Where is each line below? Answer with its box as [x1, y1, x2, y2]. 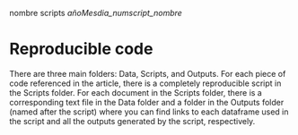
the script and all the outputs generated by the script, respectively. [9, 115, 256, 126]
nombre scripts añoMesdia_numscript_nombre [9, 8, 182, 18]
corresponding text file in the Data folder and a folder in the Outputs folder [9, 97, 285, 107]
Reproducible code [9, 39, 153, 59]
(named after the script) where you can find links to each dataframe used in [9, 106, 289, 117]
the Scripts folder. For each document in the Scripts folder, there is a [9, 87, 262, 97]
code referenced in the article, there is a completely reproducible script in [9, 78, 282, 89]
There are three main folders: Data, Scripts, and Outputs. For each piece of [9, 68, 286, 79]
